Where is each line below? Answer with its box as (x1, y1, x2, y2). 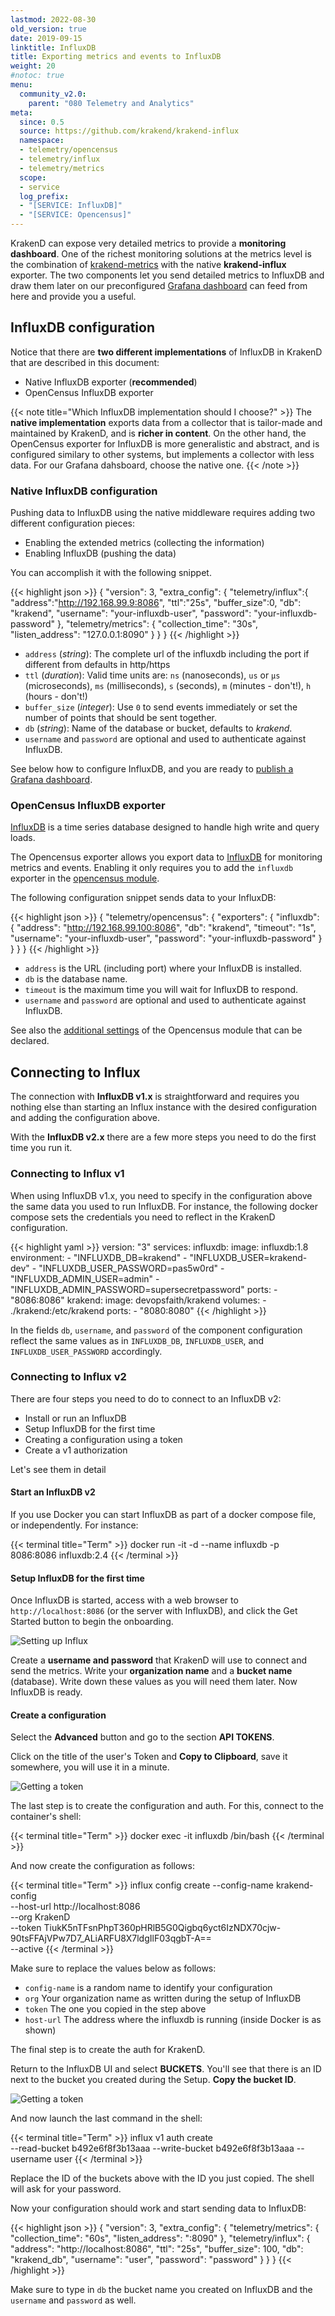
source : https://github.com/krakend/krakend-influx (19, 126, 240, 136)
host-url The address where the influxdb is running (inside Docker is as (24, 2014, 322, 2026)
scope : (19, 172, 47, 183)
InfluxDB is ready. (10, 1686, 83, 1698)
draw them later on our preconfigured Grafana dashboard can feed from (10, 280, 308, 291)
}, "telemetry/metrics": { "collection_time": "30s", (57, 618, 258, 630)
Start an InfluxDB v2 (10, 1486, 96, 1498)
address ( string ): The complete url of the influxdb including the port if (24, 648, 310, 660)
